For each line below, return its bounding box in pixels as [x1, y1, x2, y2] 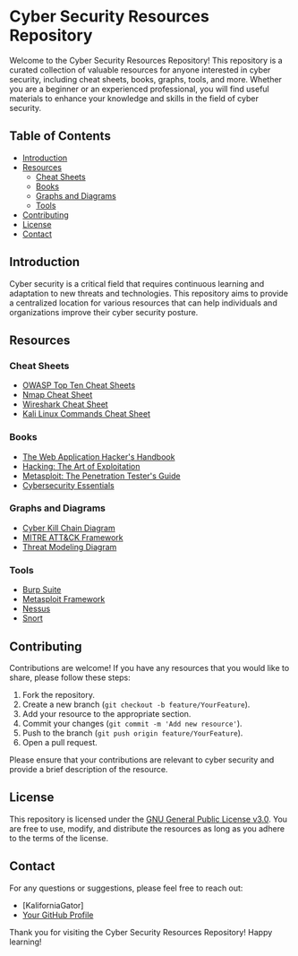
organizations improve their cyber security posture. [9, 306, 199, 317]
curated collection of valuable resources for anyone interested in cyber [9, 65, 271, 75]
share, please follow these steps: [9, 672, 132, 683]
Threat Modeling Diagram [21, 541, 117, 552]
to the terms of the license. [9, 832, 109, 843]
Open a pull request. [21, 736, 98, 747]
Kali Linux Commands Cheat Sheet [21, 409, 150, 419]
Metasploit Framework [21, 594, 106, 605]
